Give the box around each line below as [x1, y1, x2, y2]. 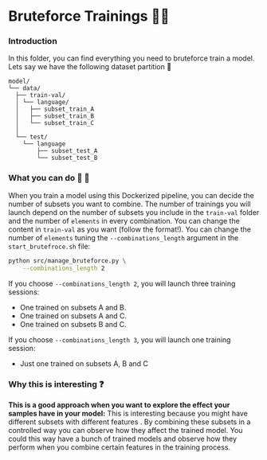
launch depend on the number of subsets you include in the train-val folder [8, 207, 260, 217]
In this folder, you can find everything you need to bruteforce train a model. [8, 53, 255, 63]
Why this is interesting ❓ [8, 379, 104, 390]
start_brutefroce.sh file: [8, 241, 91, 251]
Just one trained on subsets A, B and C [19, 358, 149, 368]
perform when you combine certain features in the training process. [8, 442, 231, 452]
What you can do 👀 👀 [8, 173, 90, 184]
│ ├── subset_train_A [15, 105, 94, 114]
